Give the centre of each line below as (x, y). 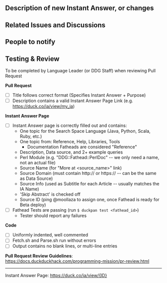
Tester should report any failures (53, 216)
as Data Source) (36, 178)
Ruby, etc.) (31, 136)
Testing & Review (32, 59)
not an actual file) (38, 163)
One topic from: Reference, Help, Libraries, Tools (70, 142)
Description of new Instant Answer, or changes (80, 8)
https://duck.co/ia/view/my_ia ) (43, 107)
